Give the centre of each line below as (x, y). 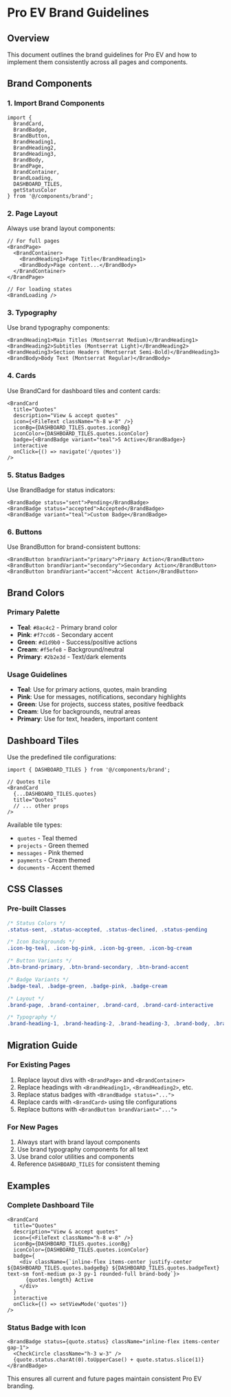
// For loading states (40, 289)
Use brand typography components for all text (82, 1149)
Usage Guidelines (37, 674)
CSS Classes (35, 889)
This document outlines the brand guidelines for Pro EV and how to (102, 54)
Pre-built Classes (37, 909)
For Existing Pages (39, 1065)
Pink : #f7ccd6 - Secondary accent (65, 634)
